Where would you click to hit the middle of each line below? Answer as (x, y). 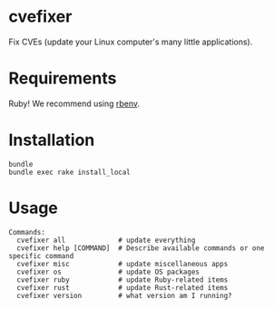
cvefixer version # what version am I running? (124, 295)
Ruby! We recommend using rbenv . (74, 103)
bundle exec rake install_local (69, 172)
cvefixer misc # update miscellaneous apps (122, 264)
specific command (41, 256)
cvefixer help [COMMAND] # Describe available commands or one (141, 248)
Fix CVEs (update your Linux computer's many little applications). (131, 42)
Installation (52, 140)
